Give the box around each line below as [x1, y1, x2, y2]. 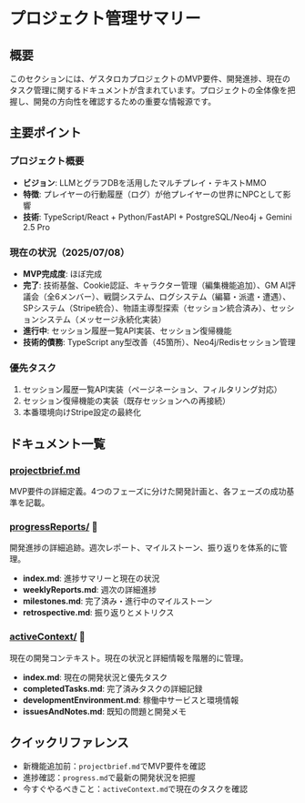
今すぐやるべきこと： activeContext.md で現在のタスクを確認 [22, 784, 249, 795]
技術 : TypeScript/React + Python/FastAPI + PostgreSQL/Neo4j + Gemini [22, 211, 293, 222]
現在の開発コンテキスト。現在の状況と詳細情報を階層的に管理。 [9, 652, 249, 663]
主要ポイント [9, 125, 82, 141]
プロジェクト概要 [9, 155, 85, 168]
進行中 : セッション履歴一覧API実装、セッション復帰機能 [22, 325, 232, 336]
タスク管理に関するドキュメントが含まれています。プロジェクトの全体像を [9, 85, 289, 96]
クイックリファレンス [9, 735, 129, 750]
